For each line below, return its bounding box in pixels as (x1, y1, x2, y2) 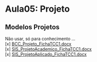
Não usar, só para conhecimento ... (5, 36, 76, 41)
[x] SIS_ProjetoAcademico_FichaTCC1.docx (5, 46, 92, 52)
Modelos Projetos (5, 23, 60, 31)
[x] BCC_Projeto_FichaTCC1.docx (5, 41, 72, 47)
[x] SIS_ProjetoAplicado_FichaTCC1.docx (5, 51, 87, 57)
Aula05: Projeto (5, 3, 70, 15)
